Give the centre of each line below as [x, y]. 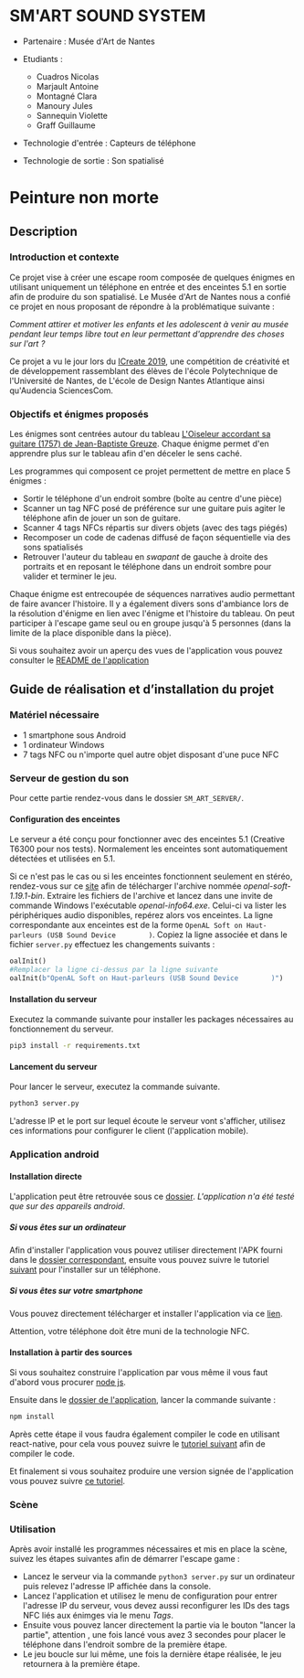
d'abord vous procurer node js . [68, 1383]
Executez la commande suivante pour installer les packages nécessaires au [152, 1020]
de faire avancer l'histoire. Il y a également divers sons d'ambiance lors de [149, 604]
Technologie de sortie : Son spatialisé [93, 160]
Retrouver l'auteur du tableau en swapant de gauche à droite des [145, 557]
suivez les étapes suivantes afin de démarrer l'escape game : [125, 1559]
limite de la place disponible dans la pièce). [90, 633]
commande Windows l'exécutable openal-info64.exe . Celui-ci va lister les [148, 905]
